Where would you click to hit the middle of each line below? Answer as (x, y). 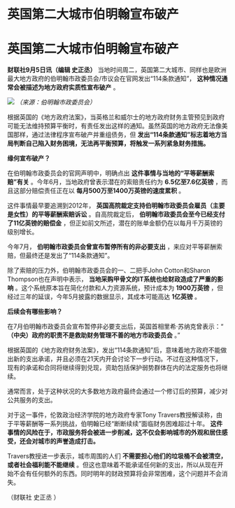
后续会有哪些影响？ (35, 312)
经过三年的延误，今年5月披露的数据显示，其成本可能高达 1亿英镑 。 (104, 297)
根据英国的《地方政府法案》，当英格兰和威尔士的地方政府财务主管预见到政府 (116, 117)
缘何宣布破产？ (29, 158)
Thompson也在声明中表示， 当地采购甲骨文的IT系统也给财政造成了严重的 (112, 279)
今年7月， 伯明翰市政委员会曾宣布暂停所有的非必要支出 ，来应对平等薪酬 (112, 247)
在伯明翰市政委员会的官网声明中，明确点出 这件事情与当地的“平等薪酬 (108, 173)
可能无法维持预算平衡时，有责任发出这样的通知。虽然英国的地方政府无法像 (114, 126)
